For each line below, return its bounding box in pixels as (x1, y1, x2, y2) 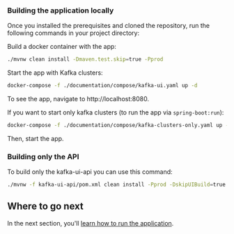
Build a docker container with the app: (7, 43, 117, 51)
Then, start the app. (7, 134, 64, 142)
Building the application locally (7, 6, 114, 15)
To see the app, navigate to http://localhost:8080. (7, 95, 150, 103)
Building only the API (7, 152, 79, 161)
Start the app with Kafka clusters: (7, 68, 103, 77)
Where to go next (7, 200, 84, 212)
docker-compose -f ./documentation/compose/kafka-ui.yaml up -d (7, 82, 198, 89)
